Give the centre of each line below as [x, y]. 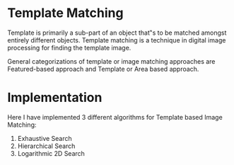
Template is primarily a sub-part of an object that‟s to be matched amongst [117, 33]
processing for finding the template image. [69, 47]
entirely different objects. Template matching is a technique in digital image [117, 40]
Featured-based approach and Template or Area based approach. [103, 69]
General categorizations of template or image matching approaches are [111, 61]
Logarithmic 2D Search [51, 153]
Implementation [55, 98]
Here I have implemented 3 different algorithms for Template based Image [115, 117]
